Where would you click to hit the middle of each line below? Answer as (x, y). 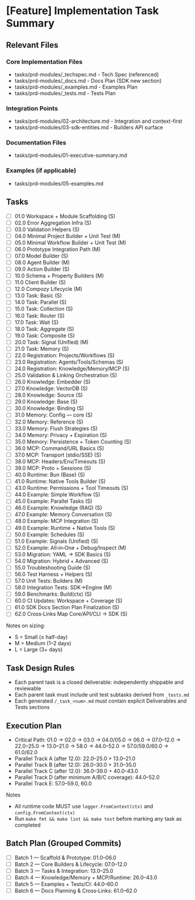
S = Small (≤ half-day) (41, 637)
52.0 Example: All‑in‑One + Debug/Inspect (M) (71, 548)
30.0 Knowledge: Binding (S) (49, 408)
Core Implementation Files (45, 62)
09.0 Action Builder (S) (42, 269)
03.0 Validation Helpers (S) (47, 229)
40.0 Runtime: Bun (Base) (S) (50, 475)
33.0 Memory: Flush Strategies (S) (56, 428)
